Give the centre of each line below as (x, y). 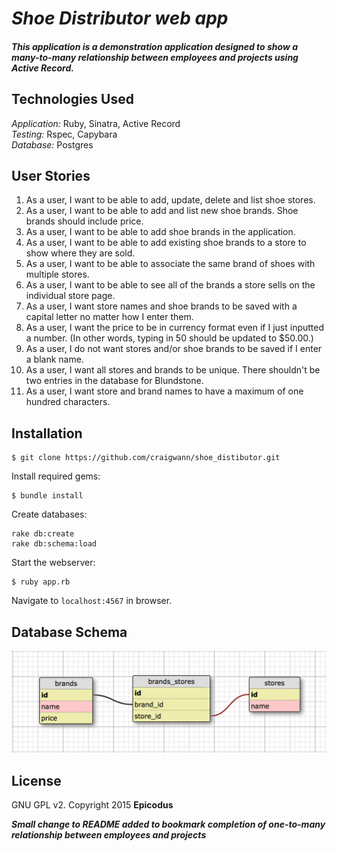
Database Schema (69, 632)
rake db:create (43, 534)
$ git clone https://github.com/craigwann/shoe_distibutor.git (146, 458)
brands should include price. (84, 221)
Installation (47, 433)
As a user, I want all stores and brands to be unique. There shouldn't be (173, 370)
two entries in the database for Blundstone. (114, 381)
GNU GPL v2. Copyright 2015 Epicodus (92, 805)
